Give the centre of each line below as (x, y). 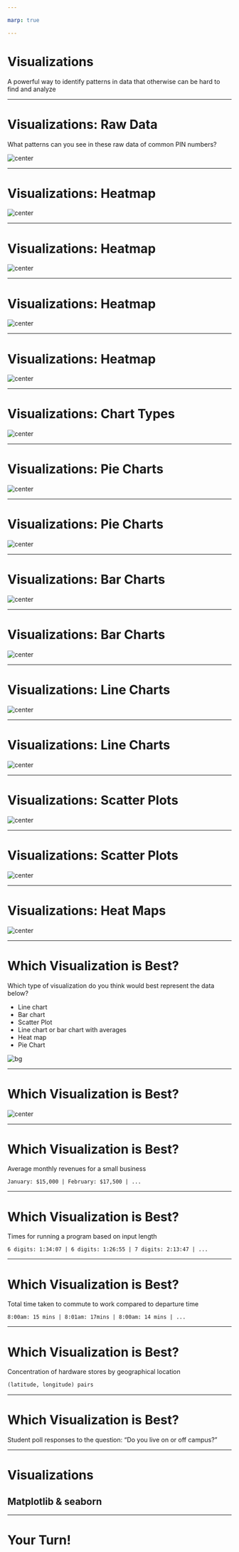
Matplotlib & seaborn (55, 1501)
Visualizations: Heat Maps (87, 911)
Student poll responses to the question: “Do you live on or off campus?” (112, 1440)
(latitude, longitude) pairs (51, 1385)
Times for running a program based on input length (83, 1236)
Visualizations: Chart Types (91, 414)
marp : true (23, 20)
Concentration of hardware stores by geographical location (94, 1372)
